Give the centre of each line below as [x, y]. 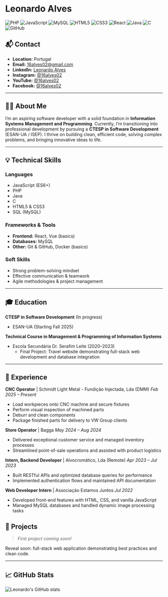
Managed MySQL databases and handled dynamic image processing [83, 506]
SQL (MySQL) [26, 212]
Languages [19, 174]
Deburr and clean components [44, 415]
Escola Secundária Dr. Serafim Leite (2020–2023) [63, 346]
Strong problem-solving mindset [46, 270]
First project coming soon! [44, 539]
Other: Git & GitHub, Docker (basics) [50, 247]
